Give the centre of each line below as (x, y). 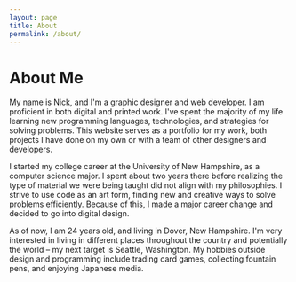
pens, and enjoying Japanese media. (76, 269)
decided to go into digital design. (69, 214)
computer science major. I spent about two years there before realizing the (146, 176)
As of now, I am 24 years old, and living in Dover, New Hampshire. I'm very (146, 231)
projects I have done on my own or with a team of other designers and (138, 140)
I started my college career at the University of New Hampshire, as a (135, 167)
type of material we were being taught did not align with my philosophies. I (146, 185)
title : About (33, 26)
